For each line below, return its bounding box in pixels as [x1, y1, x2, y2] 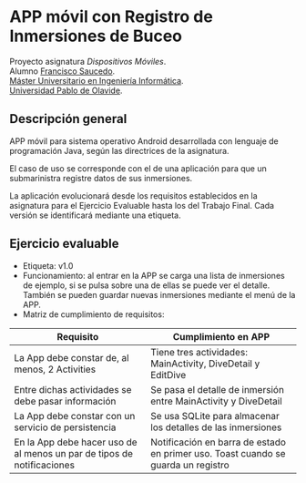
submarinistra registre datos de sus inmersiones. [9, 172, 193, 183]
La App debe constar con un [14, 409, 136, 422]
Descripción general [9, 111, 127, 127]
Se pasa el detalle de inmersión [149, 383, 285, 396]
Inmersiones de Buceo [9, 26, 183, 46]
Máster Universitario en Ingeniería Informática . [9, 75, 184, 86]
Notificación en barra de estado [149, 436, 287, 448]
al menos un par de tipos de [14, 447, 134, 459]
